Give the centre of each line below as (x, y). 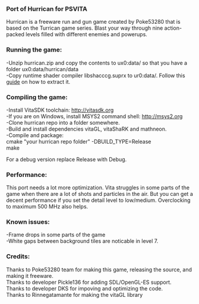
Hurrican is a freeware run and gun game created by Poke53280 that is (93, 22)
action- (173, 28)
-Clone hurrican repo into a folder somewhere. (63, 122)
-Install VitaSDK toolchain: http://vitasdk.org (60, 110)
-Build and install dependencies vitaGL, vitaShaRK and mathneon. (86, 129)
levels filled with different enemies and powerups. (86, 34)
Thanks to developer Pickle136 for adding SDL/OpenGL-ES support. (89, 282)
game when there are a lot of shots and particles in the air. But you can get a (99, 194)
